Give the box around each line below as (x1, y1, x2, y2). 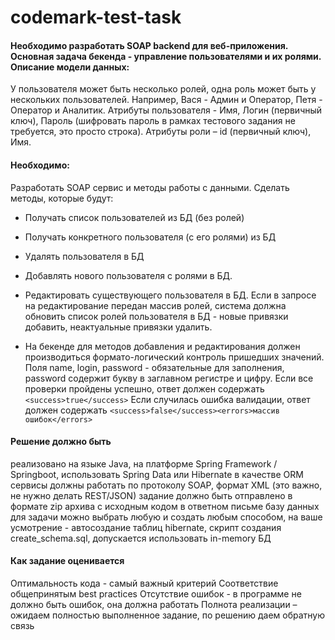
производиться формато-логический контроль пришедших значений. (24, 351, 325, 363)
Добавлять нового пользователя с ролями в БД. (24, 269, 233, 281)
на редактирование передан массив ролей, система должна (24, 299, 287, 311)
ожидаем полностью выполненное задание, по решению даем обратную (10, 609, 326, 621)
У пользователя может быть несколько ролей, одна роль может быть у (10, 83, 317, 95)
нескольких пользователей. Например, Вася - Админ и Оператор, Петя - (10, 94, 323, 106)
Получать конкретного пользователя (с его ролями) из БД (24, 231, 277, 243)
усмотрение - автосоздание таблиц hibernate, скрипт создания (10, 521, 282, 533)
